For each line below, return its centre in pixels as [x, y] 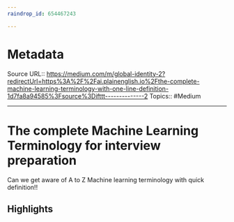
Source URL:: [26, 73]
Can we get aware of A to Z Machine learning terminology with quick [106, 179]
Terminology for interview [84, 146]
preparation [42, 160]
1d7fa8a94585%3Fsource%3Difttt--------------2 [78, 96]
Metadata [36, 54]
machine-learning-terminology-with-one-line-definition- [88, 89]
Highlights [30, 209]
